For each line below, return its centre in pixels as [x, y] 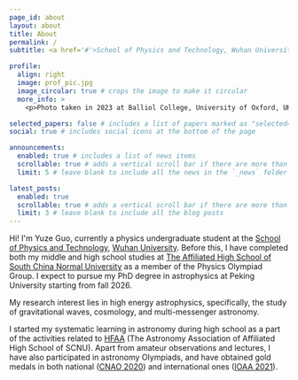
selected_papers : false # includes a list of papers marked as [129, 124]
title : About [33, 34]
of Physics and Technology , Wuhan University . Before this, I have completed [149, 248]
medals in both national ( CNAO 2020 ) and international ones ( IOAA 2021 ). [144, 367]
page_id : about [37, 17]
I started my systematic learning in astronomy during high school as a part [145, 330]
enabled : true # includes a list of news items [107, 156]
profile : [25, 66]
